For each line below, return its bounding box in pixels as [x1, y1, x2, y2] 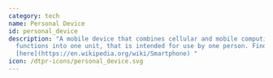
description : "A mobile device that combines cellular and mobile [8, 34, 238, 43]
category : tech [8, 11, 60, 20]
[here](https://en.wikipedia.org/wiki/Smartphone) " [15, 50, 198, 58]
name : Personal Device [8, 19, 85, 28]
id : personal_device [8, 27, 79, 35]
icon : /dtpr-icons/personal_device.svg [8, 58, 144, 66]
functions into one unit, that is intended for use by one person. [15, 42, 249, 50]
